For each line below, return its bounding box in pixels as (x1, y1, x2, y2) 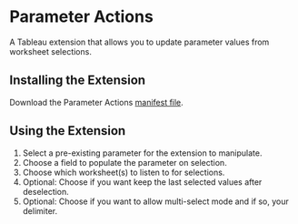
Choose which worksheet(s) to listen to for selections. (22, 167, 225, 178)
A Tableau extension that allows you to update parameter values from (9, 36, 270, 47)
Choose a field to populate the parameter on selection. (22, 157, 227, 168)
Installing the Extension (9, 73, 146, 88)
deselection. (22, 186, 70, 197)
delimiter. (22, 205, 58, 216)
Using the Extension (9, 123, 126, 138)
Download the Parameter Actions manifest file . (9, 97, 184, 107)
